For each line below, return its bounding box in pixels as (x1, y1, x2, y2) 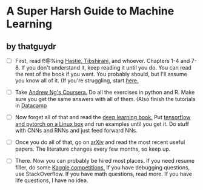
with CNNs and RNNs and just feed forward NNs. (15, 127, 138, 134)
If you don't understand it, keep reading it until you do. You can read (21, 64, 192, 71)
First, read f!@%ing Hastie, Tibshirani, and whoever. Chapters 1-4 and (15, 57, 190, 64)
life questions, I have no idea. (15, 177, 88, 184)
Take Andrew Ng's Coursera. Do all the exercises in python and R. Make (15, 89, 195, 96)
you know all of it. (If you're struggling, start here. (15, 77, 139, 84)
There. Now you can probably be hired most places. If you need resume (15, 157, 195, 165)
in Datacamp (15, 102, 47, 110)
